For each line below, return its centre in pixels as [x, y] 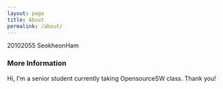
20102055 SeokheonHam [43, 46]
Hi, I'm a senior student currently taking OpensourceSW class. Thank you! [111, 78]
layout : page [26, 13]
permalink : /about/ [35, 26]
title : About [26, 20]
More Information [37, 64]
